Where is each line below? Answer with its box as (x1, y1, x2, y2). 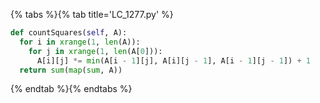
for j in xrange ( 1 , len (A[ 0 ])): (28, 46, 163, 56)
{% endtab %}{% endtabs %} (10, 83, 133, 95)
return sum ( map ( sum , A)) (19, 65, 123, 75)
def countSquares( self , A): (10, 28, 128, 38)
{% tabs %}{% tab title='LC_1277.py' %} (10, 9, 174, 20)
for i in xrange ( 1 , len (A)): (19, 37, 141, 47)
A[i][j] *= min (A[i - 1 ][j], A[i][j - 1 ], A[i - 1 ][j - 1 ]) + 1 (36, 55, 311, 66)
